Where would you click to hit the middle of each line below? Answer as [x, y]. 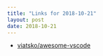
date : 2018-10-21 [32, 26]
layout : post [26, 20]
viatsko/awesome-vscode [54, 46]
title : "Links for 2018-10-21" [52, 13]
